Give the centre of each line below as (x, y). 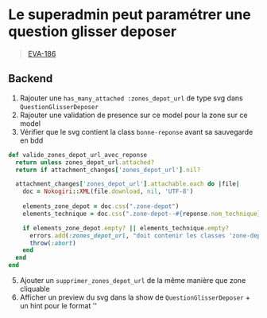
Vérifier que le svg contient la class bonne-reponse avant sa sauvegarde (136, 132)
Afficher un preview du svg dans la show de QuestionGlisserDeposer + (135, 297)
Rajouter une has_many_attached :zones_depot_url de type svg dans (132, 98)
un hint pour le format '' (58, 306)
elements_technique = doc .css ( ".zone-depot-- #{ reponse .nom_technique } (142, 214)
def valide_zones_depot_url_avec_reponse (78, 155)
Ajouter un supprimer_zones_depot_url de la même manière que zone (133, 280)
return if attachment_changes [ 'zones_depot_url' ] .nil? (108, 170)
